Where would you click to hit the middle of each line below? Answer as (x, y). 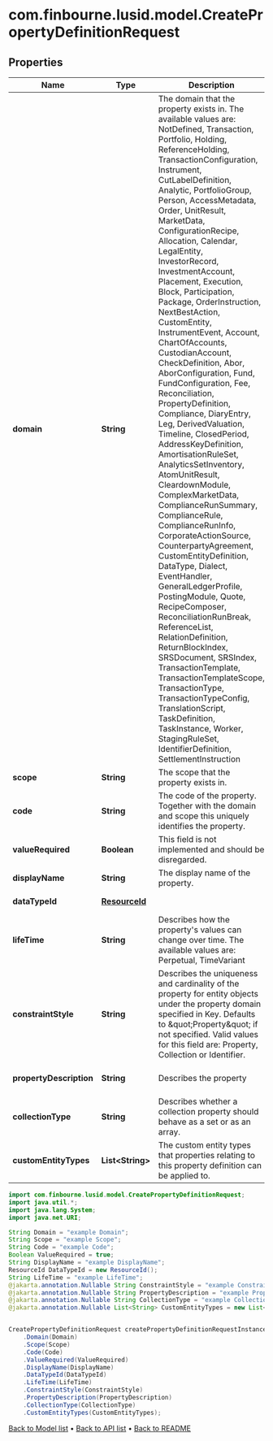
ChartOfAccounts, (193, 343)
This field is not (187, 839)
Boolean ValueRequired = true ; (61, 1255)
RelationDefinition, (193, 637)
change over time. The (201, 940)
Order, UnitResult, (192, 211)
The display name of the (204, 873)
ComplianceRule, (191, 515)
